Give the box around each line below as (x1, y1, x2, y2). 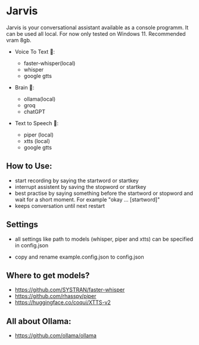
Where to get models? (6, 270, 90, 281)
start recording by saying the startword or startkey (14, 177, 139, 184)
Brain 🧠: (14, 83, 35, 91)
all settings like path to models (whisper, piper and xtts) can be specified (14, 235, 194, 243)
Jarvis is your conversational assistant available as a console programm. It (6, 24, 189, 31)
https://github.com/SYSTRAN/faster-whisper (14, 286, 125, 293)
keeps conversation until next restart (14, 202, 105, 209)
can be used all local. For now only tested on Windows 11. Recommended (6, 30, 186, 37)
